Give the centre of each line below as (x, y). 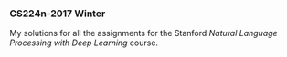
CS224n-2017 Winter (58, 14)
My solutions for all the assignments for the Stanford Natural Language (143, 33)
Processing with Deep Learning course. (84, 43)
